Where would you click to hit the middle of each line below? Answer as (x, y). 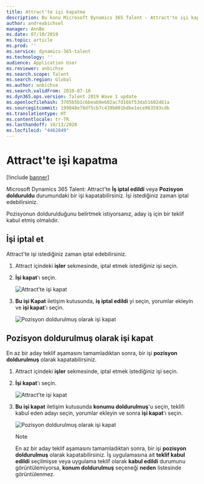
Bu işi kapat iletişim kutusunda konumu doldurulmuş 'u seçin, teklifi (100, 406)
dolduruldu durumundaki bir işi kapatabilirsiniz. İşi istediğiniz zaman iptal (98, 196)
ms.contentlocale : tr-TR (38, 119)
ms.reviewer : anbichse (35, 68)
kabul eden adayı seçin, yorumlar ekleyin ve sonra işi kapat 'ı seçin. (99, 413)
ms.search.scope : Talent (38, 74)
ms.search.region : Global (39, 80)
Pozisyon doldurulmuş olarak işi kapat (80, 339)
